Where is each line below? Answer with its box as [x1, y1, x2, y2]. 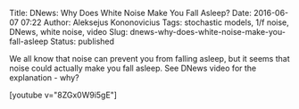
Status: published [50, 36, 114, 46]
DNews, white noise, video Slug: [9, 27, 129, 37]
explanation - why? [9, 72, 79, 83]
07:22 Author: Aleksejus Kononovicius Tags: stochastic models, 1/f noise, [21, 17, 290, 28]
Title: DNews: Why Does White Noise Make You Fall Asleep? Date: [9, 8, 252, 18]
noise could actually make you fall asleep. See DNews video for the [9, 63, 257, 73]
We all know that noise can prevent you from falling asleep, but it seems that [9, 54, 290, 63]
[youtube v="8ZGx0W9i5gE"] [9, 89, 118, 100]
